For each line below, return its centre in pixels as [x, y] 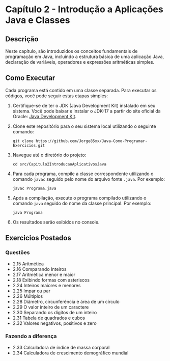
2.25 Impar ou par [32, 291]
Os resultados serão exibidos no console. [56, 222]
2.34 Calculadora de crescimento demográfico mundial [70, 353]
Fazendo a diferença [31, 336]
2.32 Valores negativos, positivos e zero [54, 323]
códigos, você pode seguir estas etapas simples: [56, 96]
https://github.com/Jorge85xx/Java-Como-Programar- [91, 141]
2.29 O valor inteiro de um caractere [51, 307]
